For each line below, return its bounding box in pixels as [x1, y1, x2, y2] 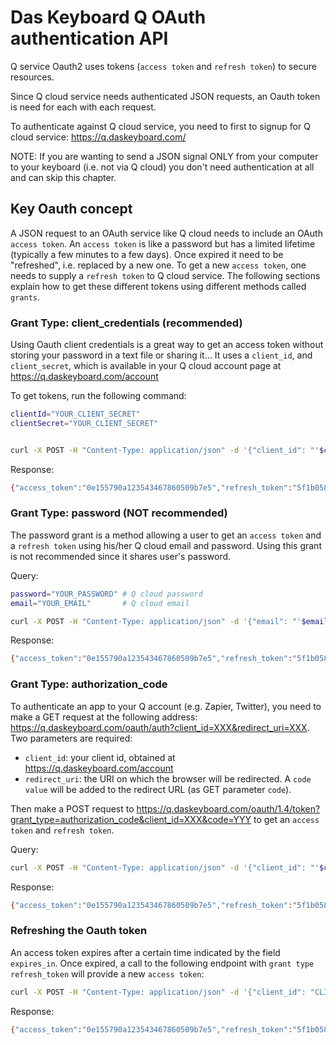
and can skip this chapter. [10, 171, 117, 183]
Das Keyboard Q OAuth [10, 6, 207, 29]
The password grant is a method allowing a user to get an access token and [10, 529, 322, 541]
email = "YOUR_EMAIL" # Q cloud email [10, 598, 190, 608]
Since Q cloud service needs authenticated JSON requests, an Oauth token [10, 90, 321, 102]
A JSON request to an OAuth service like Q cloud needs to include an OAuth [10, 227, 323, 239]
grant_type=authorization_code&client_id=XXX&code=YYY [10, 813, 252, 825]
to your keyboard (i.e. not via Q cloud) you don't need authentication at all [10, 161, 315, 173]
